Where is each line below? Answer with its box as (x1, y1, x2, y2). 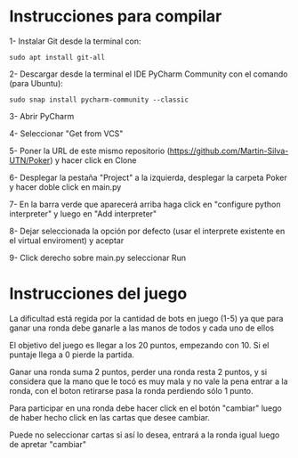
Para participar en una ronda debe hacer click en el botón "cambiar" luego (9, 403, 282, 413)
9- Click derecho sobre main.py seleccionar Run (9, 252, 187, 263)
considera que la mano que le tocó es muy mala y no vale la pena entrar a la (9, 376, 288, 387)
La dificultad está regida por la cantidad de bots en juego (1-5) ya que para (9, 313, 284, 323)
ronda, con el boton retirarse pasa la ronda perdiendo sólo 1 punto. (9, 385, 254, 396)
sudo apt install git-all (9, 53, 105, 61)
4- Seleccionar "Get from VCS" (9, 127, 124, 139)
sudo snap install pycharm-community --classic (9, 95, 189, 104)
